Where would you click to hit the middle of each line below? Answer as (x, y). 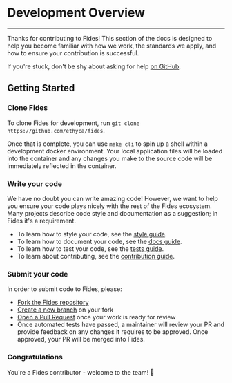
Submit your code (38, 274)
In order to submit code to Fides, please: (65, 289)
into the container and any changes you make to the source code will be (110, 158)
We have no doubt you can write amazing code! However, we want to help (113, 198)
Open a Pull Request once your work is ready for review (96, 317)
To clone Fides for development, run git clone (74, 123)
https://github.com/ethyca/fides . (56, 130)
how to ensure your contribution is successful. (73, 53)
